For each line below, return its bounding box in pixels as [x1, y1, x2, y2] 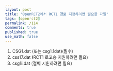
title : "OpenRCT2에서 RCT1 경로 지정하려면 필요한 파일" [5, 12, 109, 17]
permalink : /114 [5, 20, 38, 26]
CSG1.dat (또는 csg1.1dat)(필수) [12, 48, 74, 54]
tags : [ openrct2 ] [5, 16, 40, 21]
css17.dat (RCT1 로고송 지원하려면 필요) [12, 54, 89, 60]
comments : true [5, 25, 36, 30]
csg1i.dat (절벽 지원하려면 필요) [12, 60, 72, 66]
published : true [5, 30, 38, 35]
